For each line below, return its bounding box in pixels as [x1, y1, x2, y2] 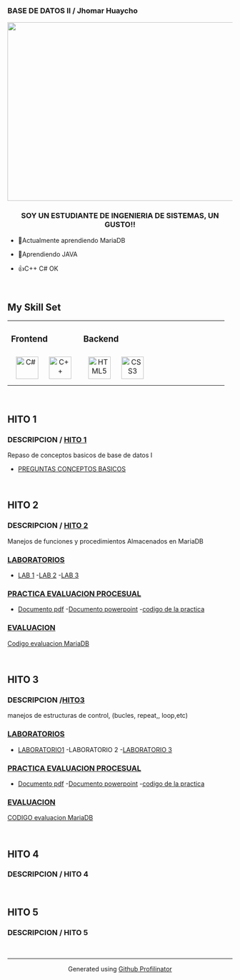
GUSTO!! [104, 220, 136, 230]
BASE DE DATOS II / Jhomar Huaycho [7, 6, 138, 16]
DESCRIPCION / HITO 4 [7, 869, 89, 879]
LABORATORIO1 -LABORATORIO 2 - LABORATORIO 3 [17, 745, 173, 754]
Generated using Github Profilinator [67, 964, 173, 973]
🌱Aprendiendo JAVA [17, 249, 78, 259]
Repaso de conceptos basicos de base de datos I [7, 451, 153, 459]
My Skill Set [7, 301, 61, 313]
